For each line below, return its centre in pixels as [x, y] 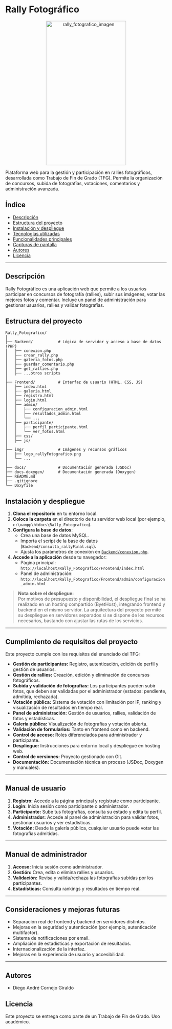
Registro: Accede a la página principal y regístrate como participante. [86, 801]
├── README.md [20, 477]
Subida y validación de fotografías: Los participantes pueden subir [84, 686]
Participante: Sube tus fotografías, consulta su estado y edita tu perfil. [87, 812]
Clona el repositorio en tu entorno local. [55, 513]
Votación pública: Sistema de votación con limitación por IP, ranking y [87, 702]
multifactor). [26, 933]
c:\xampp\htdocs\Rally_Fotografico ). [52, 525]
